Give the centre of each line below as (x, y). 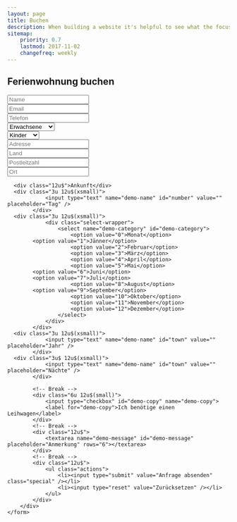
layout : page (26, 14)
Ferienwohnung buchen (61, 82)
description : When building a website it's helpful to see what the (110, 27)
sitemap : (20, 33)
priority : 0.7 (41, 40)
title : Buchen (28, 20)
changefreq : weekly (49, 54)
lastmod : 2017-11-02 (50, 46)
